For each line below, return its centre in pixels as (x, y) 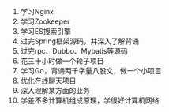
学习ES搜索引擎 (46, 31)
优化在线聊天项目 (48, 80)
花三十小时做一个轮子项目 (62, 61)
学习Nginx (37, 11)
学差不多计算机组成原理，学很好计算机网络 (90, 100)
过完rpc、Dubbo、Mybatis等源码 (74, 51)
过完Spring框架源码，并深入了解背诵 (80, 41)
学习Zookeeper (45, 21)
